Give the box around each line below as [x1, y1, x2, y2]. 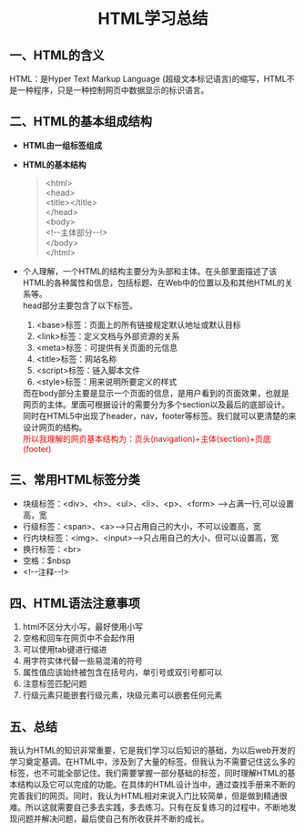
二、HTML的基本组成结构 [9, 114, 153, 129]
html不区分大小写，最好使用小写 [22, 621, 144, 632]
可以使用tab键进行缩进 [22, 644, 107, 655]
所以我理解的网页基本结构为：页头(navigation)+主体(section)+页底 [22, 433, 271, 444]
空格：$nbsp [22, 555, 71, 566]
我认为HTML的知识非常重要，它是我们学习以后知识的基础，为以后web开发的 [9, 745, 296, 756]
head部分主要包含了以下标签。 [22, 300, 138, 311]
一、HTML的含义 [9, 47, 105, 63]
